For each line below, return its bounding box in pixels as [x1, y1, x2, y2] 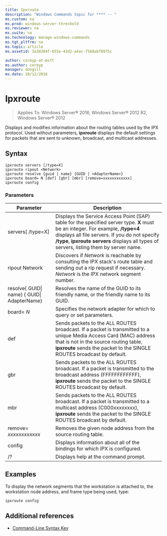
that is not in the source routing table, [55, 339, 143, 346]
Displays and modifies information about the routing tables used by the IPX [5, 124, 159, 130]
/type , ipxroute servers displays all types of [55, 238, 159, 245]
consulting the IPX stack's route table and [55, 258, 153, 265]
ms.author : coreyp [5, 63, 43, 68]
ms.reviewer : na [5, 26, 39, 31]
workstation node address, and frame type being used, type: [5, 488, 130, 495]
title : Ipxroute [5, 7, 39, 12]
